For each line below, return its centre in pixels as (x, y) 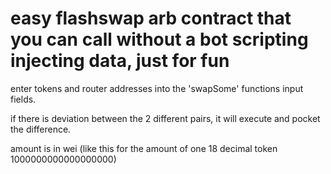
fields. (23, 99)
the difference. (41, 129)
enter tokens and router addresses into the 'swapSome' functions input (157, 88)
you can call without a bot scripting (159, 39)
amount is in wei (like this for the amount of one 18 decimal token (144, 148)
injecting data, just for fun (120, 61)
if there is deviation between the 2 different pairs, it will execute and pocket (165, 118)
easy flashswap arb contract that (151, 18)
